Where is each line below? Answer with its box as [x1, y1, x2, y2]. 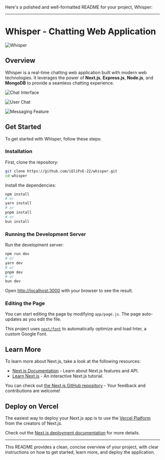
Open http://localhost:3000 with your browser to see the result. [5, 287, 134, 294]
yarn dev [5, 260, 23, 265]
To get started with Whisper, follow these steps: [5, 136, 102, 142]
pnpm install [5, 210, 32, 215]
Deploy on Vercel [5, 402, 59, 410]
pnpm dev [5, 270, 23, 275]
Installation [5, 148, 33, 155]
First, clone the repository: [5, 159, 59, 165]
